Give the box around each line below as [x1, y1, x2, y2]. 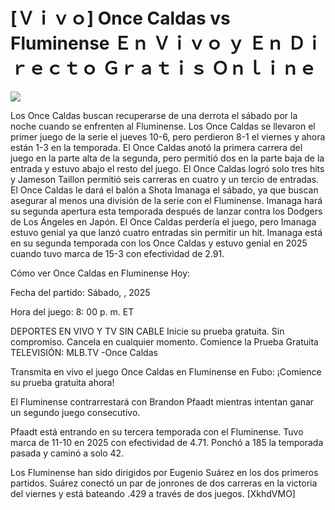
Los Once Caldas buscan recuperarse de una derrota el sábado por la [10, 109, 298, 121]
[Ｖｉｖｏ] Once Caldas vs [10, 7, 231, 30]
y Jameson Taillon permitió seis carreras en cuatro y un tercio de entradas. [10, 173, 320, 185]
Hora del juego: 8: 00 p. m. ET [10, 305, 135, 318]
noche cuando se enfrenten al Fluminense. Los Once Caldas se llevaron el [10, 120, 316, 132]
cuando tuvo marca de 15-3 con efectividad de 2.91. [10, 247, 225, 259]
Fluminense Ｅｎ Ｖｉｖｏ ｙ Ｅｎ [10, 32, 285, 55]
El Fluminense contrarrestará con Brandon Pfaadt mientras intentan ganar [10, 395, 315, 408]
